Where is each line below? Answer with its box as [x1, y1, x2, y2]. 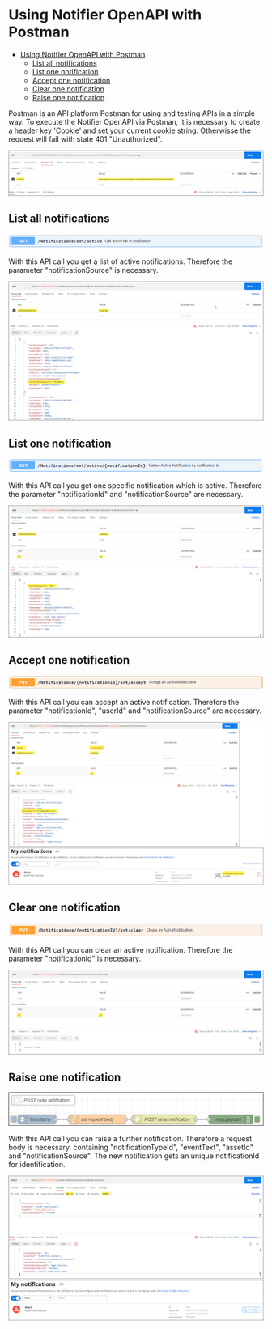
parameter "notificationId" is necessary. [8, 953, 142, 963]
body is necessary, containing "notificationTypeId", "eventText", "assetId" [8, 1142, 253, 1152]
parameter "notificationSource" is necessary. [8, 265, 159, 275]
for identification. [8, 1159, 66, 1169]
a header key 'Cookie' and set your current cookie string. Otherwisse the [8, 125, 251, 135]
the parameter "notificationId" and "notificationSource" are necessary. [8, 489, 244, 499]
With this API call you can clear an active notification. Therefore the [8, 945, 233, 954]
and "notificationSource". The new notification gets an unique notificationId [8, 1151, 260, 1161]
